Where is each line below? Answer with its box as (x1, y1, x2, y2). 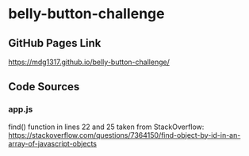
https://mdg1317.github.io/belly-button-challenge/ (8, 57, 170, 67)
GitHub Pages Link (8, 36, 102, 50)
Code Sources (8, 80, 80, 93)
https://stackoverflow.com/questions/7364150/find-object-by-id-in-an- (8, 130, 241, 139)
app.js (8, 104, 33, 115)
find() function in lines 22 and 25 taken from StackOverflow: (8, 122, 205, 131)
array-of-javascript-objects (8, 139, 98, 148)
